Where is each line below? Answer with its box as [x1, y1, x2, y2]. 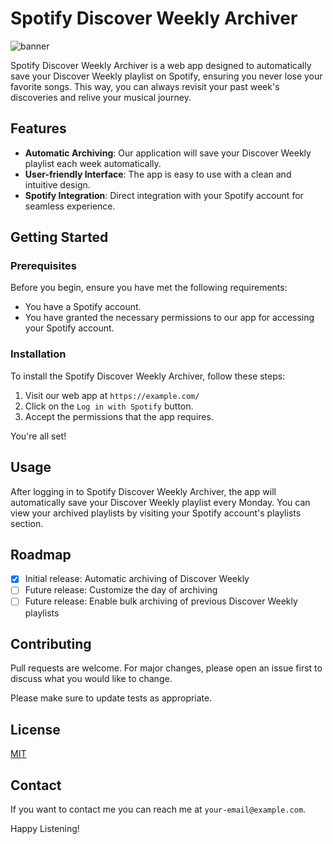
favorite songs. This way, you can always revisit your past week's [10, 80, 280, 92]
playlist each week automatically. [24, 157, 162, 169]
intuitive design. [24, 178, 91, 191]
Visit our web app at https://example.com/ [24, 389, 200, 401]
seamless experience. [24, 200, 116, 212]
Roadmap [10, 546, 72, 563]
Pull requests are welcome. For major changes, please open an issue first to [10, 662, 323, 674]
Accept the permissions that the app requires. [24, 410, 214, 422]
